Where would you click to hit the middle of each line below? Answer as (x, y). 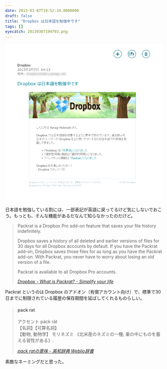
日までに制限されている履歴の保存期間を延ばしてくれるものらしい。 (75, 298)
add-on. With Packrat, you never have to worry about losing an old (86, 257)
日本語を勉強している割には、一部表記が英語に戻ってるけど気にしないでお (82, 210)
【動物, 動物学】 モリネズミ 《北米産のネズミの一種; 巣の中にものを (86, 334)
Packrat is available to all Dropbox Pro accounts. (67, 272)
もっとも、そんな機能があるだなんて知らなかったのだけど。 (75, 216)
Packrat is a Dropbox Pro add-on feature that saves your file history (87, 226)
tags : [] (14, 27)
